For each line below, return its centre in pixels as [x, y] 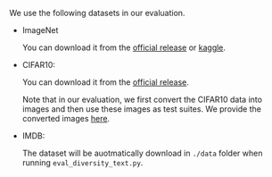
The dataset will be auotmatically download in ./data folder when [142, 153]
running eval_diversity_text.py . [82, 163]
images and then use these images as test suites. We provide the [141, 109]
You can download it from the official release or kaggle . [124, 47]
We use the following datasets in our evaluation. [97, 13]
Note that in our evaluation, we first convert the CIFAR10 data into [142, 99]
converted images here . [66, 118]
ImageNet [40, 30]
